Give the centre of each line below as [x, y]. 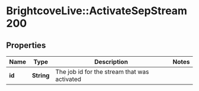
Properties [26, 45]
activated [68, 79]
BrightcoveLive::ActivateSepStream [97, 11]
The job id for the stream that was [102, 72]
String [41, 75]
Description [111, 62]
